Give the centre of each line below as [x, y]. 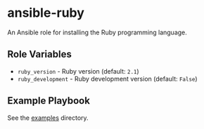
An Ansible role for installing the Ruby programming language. [97, 32]
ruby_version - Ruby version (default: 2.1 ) [78, 71]
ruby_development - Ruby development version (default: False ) [108, 79]
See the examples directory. [48, 118]
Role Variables [39, 54]
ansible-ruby [46, 13]
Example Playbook [49, 101]
